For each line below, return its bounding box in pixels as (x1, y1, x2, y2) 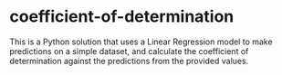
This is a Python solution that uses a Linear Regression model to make (9, 36, 273, 47)
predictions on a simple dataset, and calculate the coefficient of (9, 45, 249, 56)
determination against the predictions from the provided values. (9, 55, 249, 66)
